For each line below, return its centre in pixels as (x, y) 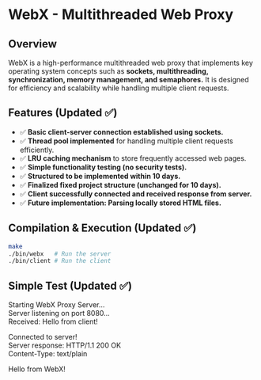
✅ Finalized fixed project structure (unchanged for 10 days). (120, 184)
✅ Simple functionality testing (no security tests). (103, 167)
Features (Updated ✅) (63, 113)
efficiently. (37, 150)
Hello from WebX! (37, 369)
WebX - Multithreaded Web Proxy (121, 15)
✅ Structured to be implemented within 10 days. (100, 176)
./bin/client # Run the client (60, 261)
